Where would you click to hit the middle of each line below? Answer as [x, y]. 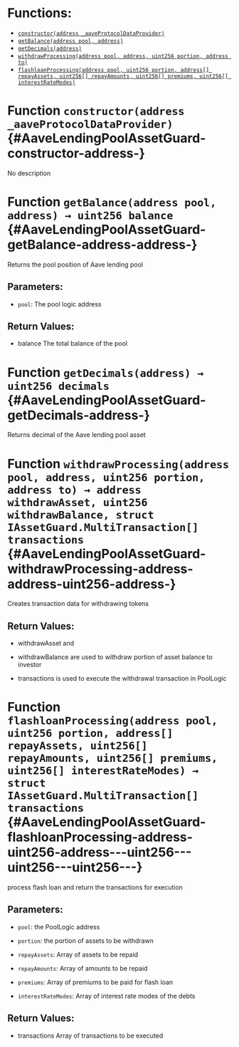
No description [29, 173]
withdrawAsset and [46, 644]
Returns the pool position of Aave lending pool [75, 264]
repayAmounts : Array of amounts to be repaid [83, 968]
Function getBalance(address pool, [112, 202]
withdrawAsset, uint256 [78, 502]
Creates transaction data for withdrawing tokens [78, 604]
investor [30, 665]
